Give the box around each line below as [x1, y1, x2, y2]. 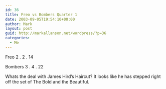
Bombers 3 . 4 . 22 [5, 63, 44, 69]
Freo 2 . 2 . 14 [5, 54, 34, 60]
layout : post [5, 26, 33, 31]
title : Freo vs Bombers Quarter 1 [5, 12, 78, 17]
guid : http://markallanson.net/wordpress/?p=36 [5, 31, 107, 36]
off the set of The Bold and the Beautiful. [5, 78, 89, 84]
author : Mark [5, 21, 33, 27]
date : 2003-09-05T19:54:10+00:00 [5, 17, 75, 22]
